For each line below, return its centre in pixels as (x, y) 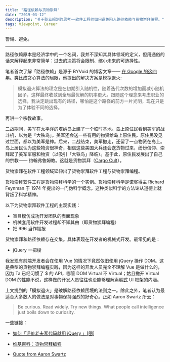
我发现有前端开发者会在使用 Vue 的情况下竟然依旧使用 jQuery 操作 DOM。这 (85, 261)
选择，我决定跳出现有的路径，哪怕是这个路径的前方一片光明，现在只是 (91, 101)
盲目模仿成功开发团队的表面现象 (46, 216)
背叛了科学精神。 (23, 194)
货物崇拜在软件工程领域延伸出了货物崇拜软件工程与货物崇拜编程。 (74, 171)
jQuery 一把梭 (27, 250)
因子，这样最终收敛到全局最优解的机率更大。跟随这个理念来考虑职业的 (91, 95)
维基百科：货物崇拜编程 (37, 344)
